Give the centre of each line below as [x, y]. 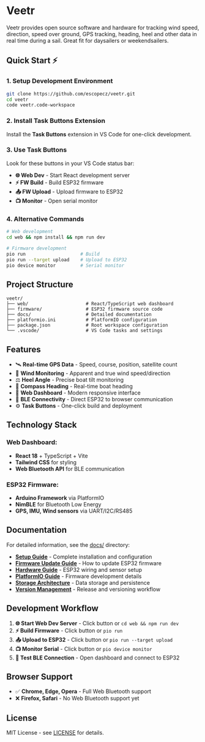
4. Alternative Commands [45, 219]
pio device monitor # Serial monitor [65, 265]
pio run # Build [53, 254]
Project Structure [40, 284]
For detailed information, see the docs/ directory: [68, 544]
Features [24, 349]
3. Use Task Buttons [37, 150]
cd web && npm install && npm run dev [56, 237]
